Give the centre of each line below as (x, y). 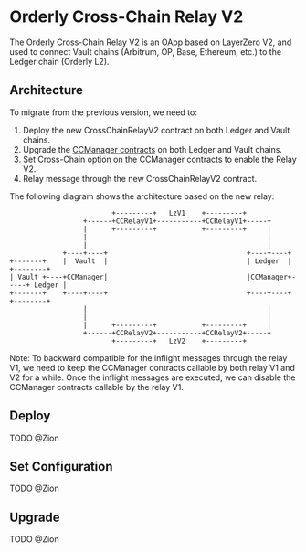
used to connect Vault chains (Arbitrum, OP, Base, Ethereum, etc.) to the (145, 51)
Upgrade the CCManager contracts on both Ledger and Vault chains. (153, 149)
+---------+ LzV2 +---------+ (179, 341)
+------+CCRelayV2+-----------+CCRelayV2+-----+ (177, 333)
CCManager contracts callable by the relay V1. (97, 387)
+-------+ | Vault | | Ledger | (151, 261)
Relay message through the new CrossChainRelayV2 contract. (140, 178)
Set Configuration (61, 467)
